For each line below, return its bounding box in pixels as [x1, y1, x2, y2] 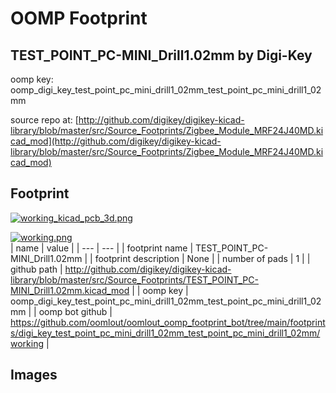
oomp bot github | [38, 305, 113, 317]
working [10, 337, 45, 349]
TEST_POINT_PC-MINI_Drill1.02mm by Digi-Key [10, 47, 313, 64]
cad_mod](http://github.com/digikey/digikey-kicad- [10, 135, 222, 147]
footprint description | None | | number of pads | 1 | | [94, 252, 311, 264]
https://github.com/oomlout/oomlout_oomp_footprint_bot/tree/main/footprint [10, 316, 326, 328]
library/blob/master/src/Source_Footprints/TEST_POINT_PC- [10, 273, 259, 286]
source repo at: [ [10, 114, 79, 126]
